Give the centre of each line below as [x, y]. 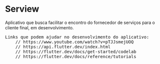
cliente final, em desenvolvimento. [40, 27]
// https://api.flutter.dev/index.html [63, 47]
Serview [22, 9]
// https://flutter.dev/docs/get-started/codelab [76, 52]
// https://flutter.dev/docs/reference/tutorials [76, 56]
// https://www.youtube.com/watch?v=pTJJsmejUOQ [75, 42]
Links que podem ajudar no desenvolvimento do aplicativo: [77, 37]
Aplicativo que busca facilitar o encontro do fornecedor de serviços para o [80, 22]
